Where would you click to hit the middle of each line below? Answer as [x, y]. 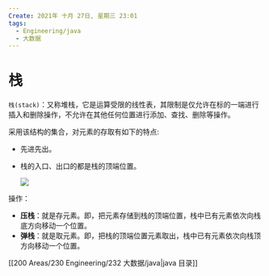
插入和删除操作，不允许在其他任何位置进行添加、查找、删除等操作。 [122, 115]
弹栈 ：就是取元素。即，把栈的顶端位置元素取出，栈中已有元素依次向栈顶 [140, 236]
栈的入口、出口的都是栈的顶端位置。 [80, 166]
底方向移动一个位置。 [55, 226]
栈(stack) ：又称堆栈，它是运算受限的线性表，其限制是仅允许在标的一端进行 [134, 105]
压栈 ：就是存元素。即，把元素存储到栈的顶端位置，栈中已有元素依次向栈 [140, 215]
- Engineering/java [48, 31]
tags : [17, 23]
